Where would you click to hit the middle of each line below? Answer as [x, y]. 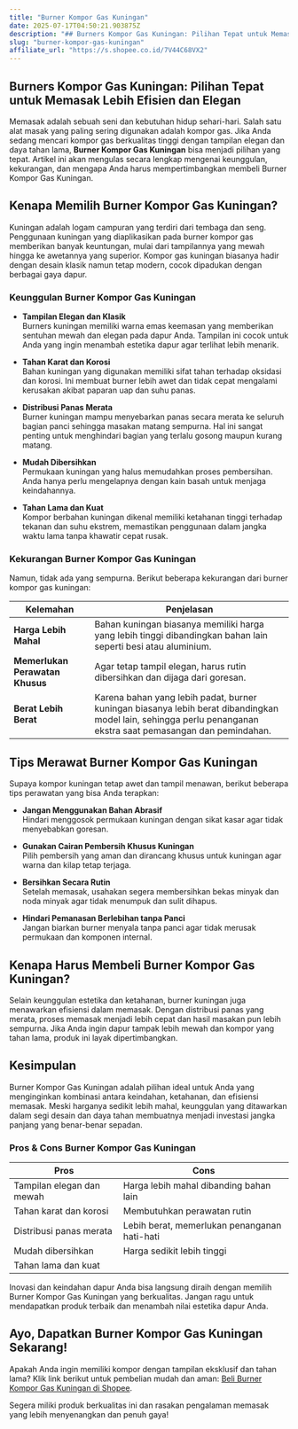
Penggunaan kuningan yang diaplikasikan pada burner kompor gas [132, 237]
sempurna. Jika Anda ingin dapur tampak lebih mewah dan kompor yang [142, 1028]
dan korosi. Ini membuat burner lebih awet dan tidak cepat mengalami [149, 381]
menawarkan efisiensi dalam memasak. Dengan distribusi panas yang [137, 1009]
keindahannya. [49, 491]
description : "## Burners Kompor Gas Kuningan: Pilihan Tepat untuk [138, 34]
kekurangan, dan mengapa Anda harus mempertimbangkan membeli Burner [148, 168]
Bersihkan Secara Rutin [66, 882]
